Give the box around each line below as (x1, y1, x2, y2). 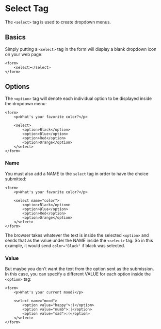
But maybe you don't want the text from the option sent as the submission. (5, 266, 154, 272)
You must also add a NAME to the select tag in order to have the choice (5, 171, 149, 176)
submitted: (5, 176, 27, 182)
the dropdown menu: (5, 100, 47, 106)
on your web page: (5, 51, 43, 57)
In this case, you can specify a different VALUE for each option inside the (5, 271, 151, 277)
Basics (5, 33, 26, 41)
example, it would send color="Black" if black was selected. (5, 242, 125, 249)
